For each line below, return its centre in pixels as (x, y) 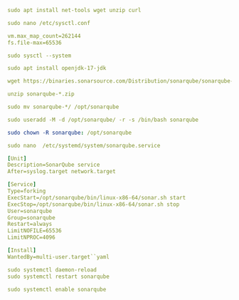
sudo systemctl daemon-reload (52, 270)
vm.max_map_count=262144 (44, 36)
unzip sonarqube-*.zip (41, 94)
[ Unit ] (17, 158)
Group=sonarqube (31, 217)
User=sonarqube (30, 211)
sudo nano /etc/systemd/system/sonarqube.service (84, 145)
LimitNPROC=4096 (31, 238)
